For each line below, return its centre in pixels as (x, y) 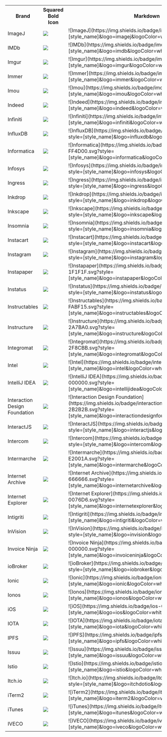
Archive (17, 482)
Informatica (21, 151)
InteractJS (20, 427)
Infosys (16, 169)
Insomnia (18, 226)
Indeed (16, 105)
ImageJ (16, 33)
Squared (53, 10)
